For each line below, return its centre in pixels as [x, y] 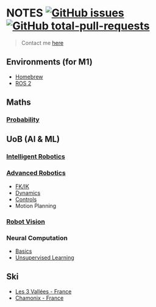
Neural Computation [37, 238]
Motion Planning [36, 206]
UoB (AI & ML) [33, 139]
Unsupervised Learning [44, 257]
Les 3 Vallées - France [43, 291]
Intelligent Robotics [36, 157]
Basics [23, 251]
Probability [23, 120]
